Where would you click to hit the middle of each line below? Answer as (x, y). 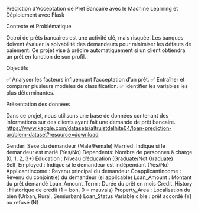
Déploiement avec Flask (35, 15)
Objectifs (17, 68)
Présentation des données (38, 104)
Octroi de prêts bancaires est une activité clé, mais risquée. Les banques (95, 38)
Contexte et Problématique (39, 26)
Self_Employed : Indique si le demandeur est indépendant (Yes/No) (88, 165)
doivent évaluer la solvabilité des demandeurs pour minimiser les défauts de (99, 44)
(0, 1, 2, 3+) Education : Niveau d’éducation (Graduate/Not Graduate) (90, 158)
